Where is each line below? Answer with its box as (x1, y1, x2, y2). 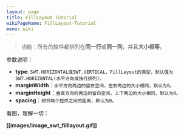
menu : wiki (6, 25, 34, 32)
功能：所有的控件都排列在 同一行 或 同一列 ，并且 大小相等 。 (21, 43, 165, 50)
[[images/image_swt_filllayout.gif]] (6, 122, 97, 129)
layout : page (6, 8, 39, 15)
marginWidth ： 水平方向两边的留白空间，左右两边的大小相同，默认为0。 (15, 82, 175, 89)
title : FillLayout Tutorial (6, 15, 78, 21)
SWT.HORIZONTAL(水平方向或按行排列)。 (15, 76, 104, 82)
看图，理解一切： (6, 110, 49, 117)
